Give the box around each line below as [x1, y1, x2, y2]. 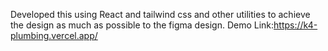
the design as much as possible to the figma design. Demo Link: [10, 19, 275, 31]
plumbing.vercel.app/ [10, 30, 98, 41]
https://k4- [273, 19, 318, 31]
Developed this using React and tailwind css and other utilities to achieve [10, 9, 311, 20]
